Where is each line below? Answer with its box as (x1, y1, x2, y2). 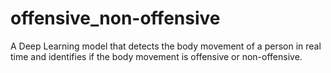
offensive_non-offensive (10, 7, 221, 30)
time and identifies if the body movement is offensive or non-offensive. (10, 50, 303, 62)
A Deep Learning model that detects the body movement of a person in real (10, 40, 322, 52)
